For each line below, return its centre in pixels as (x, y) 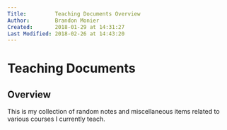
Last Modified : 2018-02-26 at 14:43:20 (66, 34)
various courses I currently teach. (56, 119)
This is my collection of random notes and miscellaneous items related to (114, 112)
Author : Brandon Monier (53, 20)
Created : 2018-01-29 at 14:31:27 (66, 27)
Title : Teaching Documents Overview (74, 14)
